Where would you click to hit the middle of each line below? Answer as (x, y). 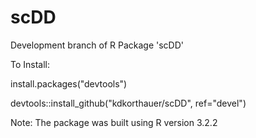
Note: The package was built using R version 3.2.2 (114, 122)
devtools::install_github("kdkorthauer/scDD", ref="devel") (128, 103)
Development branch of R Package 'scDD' (97, 45)
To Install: (30, 64)
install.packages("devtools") (69, 83)
